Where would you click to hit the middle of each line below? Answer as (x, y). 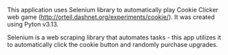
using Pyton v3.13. (33, 24)
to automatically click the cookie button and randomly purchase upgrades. (113, 44)
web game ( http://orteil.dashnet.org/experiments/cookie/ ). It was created (111, 17)
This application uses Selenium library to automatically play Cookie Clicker (113, 10)
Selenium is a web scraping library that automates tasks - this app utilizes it (114, 37)
